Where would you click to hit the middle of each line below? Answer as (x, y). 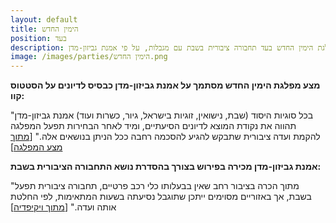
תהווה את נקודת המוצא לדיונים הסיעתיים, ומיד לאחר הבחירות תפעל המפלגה (153, 126)
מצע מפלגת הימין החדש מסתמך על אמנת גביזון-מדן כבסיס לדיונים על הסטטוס (165, 85)
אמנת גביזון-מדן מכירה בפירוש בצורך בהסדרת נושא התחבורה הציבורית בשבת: (166, 167)
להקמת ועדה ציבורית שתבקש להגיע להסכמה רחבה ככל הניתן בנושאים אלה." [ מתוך (165, 137)
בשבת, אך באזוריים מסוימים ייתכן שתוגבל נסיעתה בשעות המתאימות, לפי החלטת (161, 197)
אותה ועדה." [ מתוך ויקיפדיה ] (63, 207)
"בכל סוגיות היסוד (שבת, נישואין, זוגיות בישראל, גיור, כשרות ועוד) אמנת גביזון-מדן (162, 115)
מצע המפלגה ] (36, 147)
